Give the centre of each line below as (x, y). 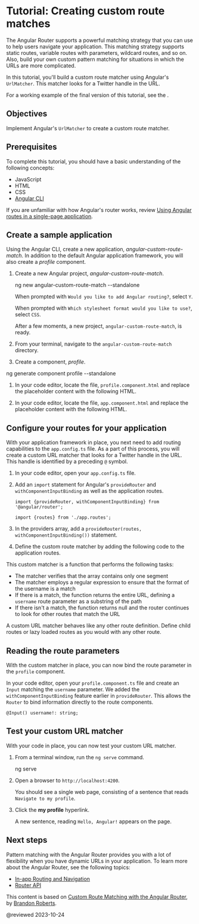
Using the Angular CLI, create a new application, (66, 250)
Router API (28, 885)
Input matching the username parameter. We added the (73, 689)
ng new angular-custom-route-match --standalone (77, 285)
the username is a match (45, 589)
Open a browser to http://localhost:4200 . (67, 780)
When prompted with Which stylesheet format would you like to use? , (103, 308)
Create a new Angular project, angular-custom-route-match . (89, 273)
